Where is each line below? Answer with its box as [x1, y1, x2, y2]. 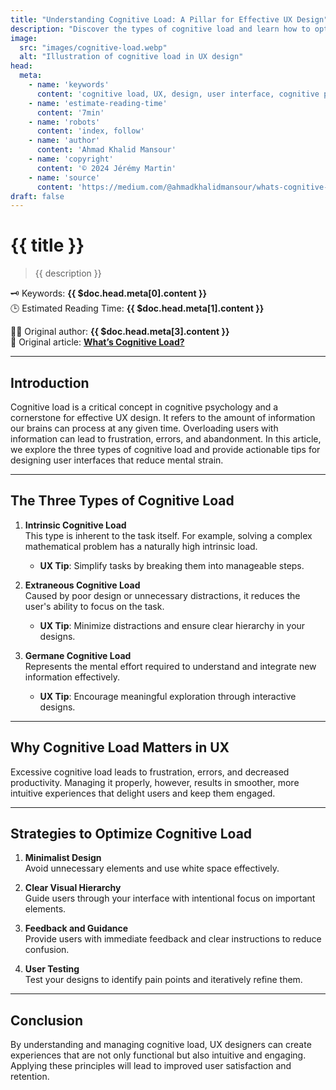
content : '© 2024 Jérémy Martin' [36, 163, 177, 173]
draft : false [10, 191, 65, 201]
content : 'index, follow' [36, 126, 145, 136]
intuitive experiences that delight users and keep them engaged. [10, 787, 276, 799]
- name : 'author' [28, 136, 101, 146]
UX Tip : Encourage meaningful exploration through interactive [39, 690, 297, 702]
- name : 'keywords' [28, 80, 110, 90]
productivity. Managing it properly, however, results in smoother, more [10, 776, 300, 788]
